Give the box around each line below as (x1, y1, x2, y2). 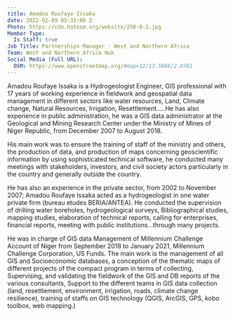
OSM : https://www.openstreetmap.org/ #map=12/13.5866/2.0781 (13, 62, 193, 69)
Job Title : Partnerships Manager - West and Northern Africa (7, 43, 190, 50)
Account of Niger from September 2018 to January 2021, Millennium (7, 241, 205, 250)
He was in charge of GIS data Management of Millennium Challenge (7, 234, 203, 243)
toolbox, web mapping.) (7, 301, 76, 309)
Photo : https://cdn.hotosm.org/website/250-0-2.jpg (7, 23, 161, 30)
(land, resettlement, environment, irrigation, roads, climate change (7, 286, 199, 295)
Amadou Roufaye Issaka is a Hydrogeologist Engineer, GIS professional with (7, 81, 227, 90)
